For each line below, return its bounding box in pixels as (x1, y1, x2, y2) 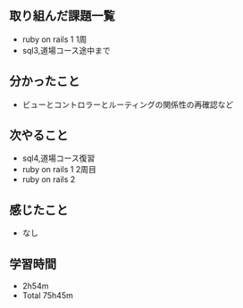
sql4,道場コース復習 (21, 153, 96, 163)
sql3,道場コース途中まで (21, 45, 111, 55)
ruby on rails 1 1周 (21, 34, 88, 45)
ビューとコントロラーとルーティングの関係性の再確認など (21, 99, 234, 110)
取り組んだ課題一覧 (9, 8, 115, 24)
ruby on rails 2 (21, 174, 76, 185)
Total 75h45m (21, 290, 73, 301)
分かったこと (9, 74, 80, 89)
